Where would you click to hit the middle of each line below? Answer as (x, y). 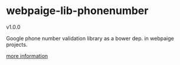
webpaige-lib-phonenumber (77, 11)
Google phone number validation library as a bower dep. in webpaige (90, 38)
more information (27, 56)
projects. (17, 45)
